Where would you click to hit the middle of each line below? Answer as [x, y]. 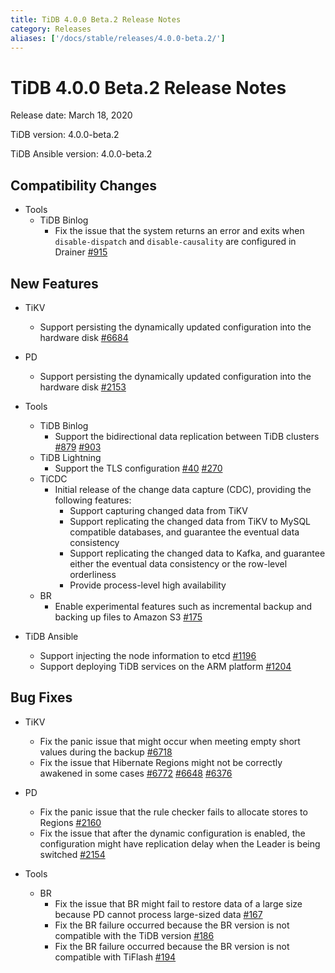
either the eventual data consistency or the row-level [178, 563]
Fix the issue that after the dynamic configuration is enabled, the [172, 833]
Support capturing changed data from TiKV [158, 510]
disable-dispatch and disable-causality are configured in [175, 242]
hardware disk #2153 [83, 387]
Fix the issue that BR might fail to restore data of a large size [178, 903]
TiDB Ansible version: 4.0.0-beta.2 [81, 154]
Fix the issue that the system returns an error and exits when [179, 231]
